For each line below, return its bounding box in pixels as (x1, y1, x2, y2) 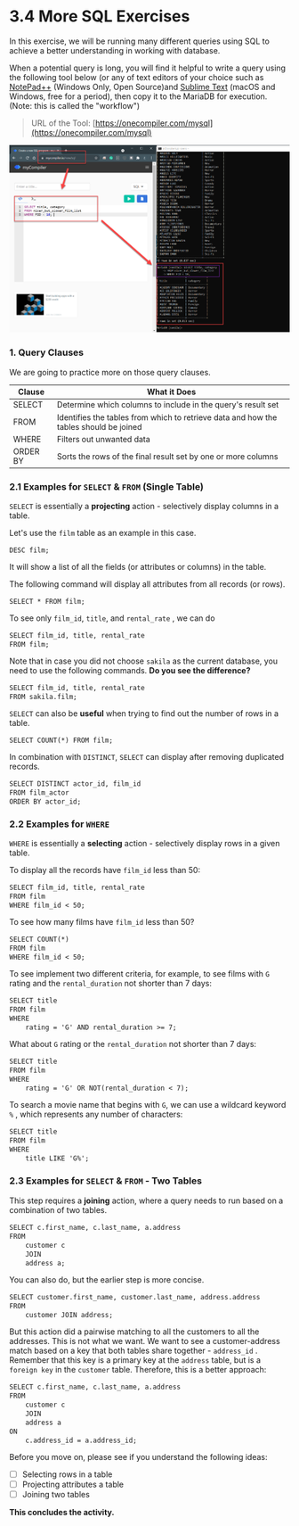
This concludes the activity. (9, 1506, 115, 1517)
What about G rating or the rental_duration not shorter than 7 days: (9, 1039, 256, 1050)
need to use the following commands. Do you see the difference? (9, 665, 251, 676)
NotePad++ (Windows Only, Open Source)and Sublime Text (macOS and (9, 81, 276, 92)
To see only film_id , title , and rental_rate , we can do (9, 613, 215, 623)
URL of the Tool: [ (30, 118, 96, 128)
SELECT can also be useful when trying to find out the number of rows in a (9, 708, 279, 719)
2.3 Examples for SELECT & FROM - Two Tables (9, 1175, 203, 1187)
